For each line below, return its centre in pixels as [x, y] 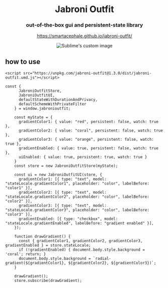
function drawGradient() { [43, 237]
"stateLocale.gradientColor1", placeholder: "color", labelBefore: [77, 184]
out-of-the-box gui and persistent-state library [85, 25]
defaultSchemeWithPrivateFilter [52, 104]
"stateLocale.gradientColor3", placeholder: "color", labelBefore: [77, 210]
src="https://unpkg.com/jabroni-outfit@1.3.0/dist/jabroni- [88, 73]
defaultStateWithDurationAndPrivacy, [58, 100]
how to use [23, 62]
